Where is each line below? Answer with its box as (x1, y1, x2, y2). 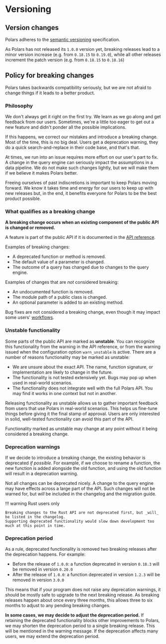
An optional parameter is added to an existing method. (12, 299, 124, 305)
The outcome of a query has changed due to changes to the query (12, 264, 149, 270)
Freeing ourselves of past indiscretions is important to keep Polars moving (5, 180, 158, 186)
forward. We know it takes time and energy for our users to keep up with (5, 185, 154, 191)
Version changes (5, 23, 59, 32)
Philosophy (5, 102, 33, 109)
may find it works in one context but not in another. (12, 390, 117, 396)
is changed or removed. (5, 224, 56, 230)
